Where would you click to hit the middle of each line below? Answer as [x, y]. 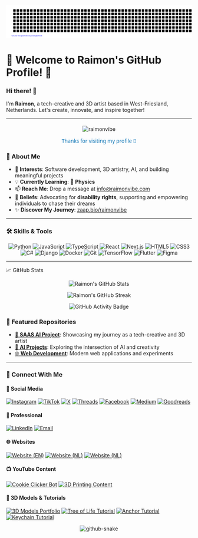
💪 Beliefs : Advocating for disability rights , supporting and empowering [101, 197]
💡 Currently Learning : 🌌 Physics [55, 182]
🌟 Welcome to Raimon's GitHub [84, 60]
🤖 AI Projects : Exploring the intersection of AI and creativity [87, 347]
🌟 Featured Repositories [41, 322]
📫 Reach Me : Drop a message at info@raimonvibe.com [82, 189]
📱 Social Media [24, 388]
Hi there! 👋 [22, 91]
